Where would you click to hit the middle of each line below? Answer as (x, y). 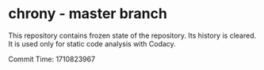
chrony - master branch (88, 14)
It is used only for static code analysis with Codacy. (92, 43)
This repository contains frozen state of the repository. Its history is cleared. (132, 35)
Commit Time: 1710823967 (52, 59)
